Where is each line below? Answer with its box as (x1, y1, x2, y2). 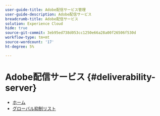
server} (5, 82, 37, 93)
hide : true (5, 26, 28, 31)
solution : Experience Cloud (5, 21, 63, 26)
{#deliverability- (87, 71, 156, 82)
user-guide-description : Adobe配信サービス (5, 12, 92, 17)
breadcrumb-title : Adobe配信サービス (5, 16, 79, 21)
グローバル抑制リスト (12, 105, 56, 112)
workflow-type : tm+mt (5, 35, 50, 40)
